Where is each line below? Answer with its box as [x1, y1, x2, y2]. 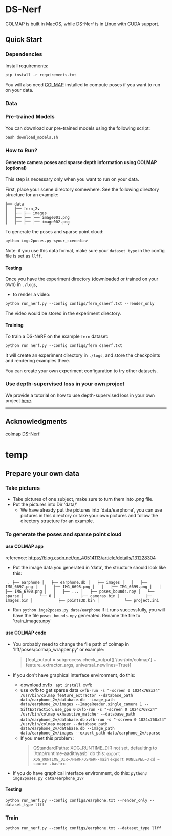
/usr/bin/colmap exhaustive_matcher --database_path [20, 711, 136, 717]
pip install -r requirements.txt [5, 72, 77, 77]
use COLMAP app [5, 543, 44, 549]
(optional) [5, 165, 27, 171]
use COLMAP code [5, 629, 47, 636]
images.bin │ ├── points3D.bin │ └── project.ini [5, 598, 159, 603]
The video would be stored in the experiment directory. [5, 310, 121, 316]
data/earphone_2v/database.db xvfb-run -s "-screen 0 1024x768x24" [20, 717, 166, 722]
